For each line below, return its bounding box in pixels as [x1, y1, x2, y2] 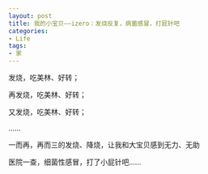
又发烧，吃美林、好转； [8, 107, 87, 117]
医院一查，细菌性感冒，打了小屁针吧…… [8, 157, 142, 167]
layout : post [8, 11, 53, 20]
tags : [8, 42, 27, 50]
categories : [8, 27, 49, 35]
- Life [8, 34, 31, 43]
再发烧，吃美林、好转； [8, 90, 87, 100]
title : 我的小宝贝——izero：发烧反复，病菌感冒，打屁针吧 [8, 19, 180, 28]
